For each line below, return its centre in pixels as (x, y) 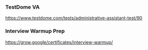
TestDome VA (23, 7)
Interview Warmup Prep (35, 31)
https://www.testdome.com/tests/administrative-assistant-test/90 (74, 18)
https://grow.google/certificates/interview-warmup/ (59, 42)
